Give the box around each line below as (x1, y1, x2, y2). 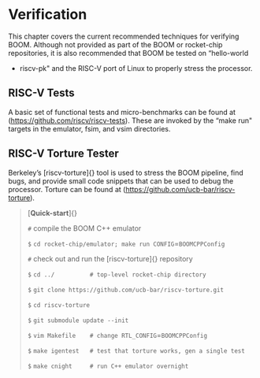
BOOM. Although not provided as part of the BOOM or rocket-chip (8, 39, 223, 49)
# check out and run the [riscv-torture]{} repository (27, 254, 193, 263)
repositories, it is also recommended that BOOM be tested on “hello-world (8, 48, 249, 57)
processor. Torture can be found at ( (8, 184, 126, 194)
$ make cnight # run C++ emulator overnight (27, 362, 189, 370)
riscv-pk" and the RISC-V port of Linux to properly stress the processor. (19, 63, 253, 72)
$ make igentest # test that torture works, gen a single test (27, 346, 246, 355)
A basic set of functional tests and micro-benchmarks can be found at (8, 107, 236, 117)
